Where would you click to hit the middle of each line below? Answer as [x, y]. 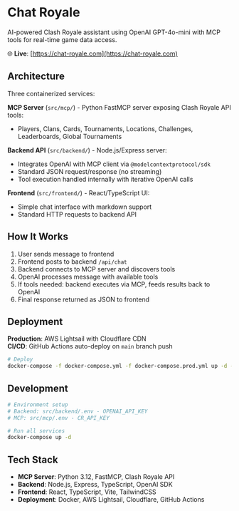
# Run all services [36, 431]
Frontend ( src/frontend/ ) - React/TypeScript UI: [79, 192]
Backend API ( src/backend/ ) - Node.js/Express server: [87, 150]
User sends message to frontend [66, 254]
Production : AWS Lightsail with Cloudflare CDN [77, 339]
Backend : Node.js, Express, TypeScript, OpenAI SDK [95, 485]
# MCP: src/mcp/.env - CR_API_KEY [59, 418]
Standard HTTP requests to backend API [77, 214]
